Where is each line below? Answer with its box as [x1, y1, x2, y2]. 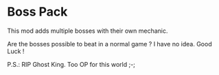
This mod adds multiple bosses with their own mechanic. [7, 27, 168, 35]
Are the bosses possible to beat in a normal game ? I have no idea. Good [7, 40, 212, 48]
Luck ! [7, 47, 25, 55]
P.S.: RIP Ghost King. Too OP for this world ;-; [7, 60, 136, 68]
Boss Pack [7, 4, 68, 20]
